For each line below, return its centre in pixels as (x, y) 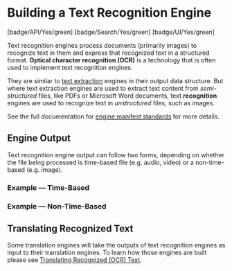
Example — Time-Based (48, 187)
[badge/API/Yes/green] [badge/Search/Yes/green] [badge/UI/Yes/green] (111, 32)
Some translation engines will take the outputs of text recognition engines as (116, 245)
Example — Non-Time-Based (57, 206)
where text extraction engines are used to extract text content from (103, 88)
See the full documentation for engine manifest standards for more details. (114, 116)
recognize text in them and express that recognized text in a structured (108, 53)
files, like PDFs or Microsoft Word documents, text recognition (128, 96)
